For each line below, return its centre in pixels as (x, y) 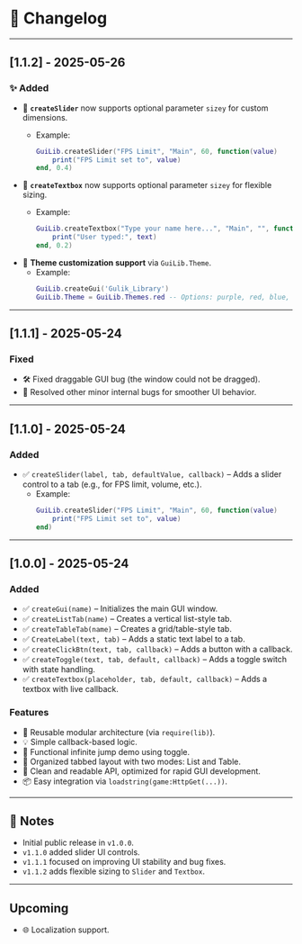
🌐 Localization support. (66, 930)
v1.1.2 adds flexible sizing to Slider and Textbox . (113, 871)
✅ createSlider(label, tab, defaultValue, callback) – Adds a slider (152, 474)
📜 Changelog (58, 18)
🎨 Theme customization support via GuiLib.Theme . (117, 262)
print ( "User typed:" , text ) (105, 238)
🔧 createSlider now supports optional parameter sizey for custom (145, 108)
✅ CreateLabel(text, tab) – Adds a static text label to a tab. (133, 639)
